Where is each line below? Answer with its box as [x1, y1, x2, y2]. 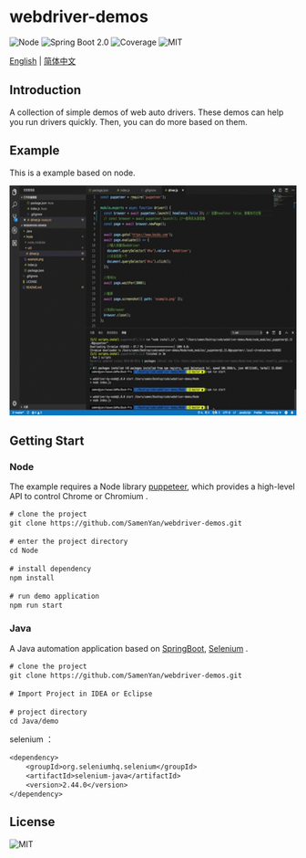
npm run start [9, 601, 64, 611]
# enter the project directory [9, 537, 128, 547]
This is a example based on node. [9, 167, 136, 178]
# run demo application [9, 591, 100, 602]
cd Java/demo [9, 717, 59, 726]
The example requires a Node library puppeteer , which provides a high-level [9, 481, 296, 492]
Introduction [9, 82, 82, 98]
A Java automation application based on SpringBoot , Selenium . [9, 643, 249, 654]
